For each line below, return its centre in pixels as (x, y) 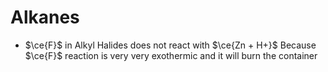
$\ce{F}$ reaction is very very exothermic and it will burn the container (171, 55)
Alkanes (45, 17)
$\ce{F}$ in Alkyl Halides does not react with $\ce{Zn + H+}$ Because (170, 45)
